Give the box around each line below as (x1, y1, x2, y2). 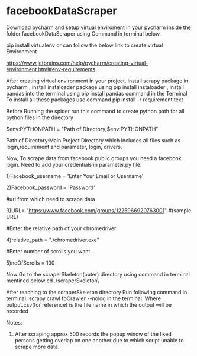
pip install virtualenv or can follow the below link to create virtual (6, 42, 163, 49)
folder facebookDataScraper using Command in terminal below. (6, 30, 162, 37)
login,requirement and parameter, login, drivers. (6, 143, 122, 150)
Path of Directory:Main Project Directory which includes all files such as (6, 136, 181, 144)
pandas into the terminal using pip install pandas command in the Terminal (6, 90, 188, 97)
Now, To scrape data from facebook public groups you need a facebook (6, 154, 182, 161)
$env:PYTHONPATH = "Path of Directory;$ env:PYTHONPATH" (6, 125, 159, 132)
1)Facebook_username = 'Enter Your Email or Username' (6, 172, 144, 179)
